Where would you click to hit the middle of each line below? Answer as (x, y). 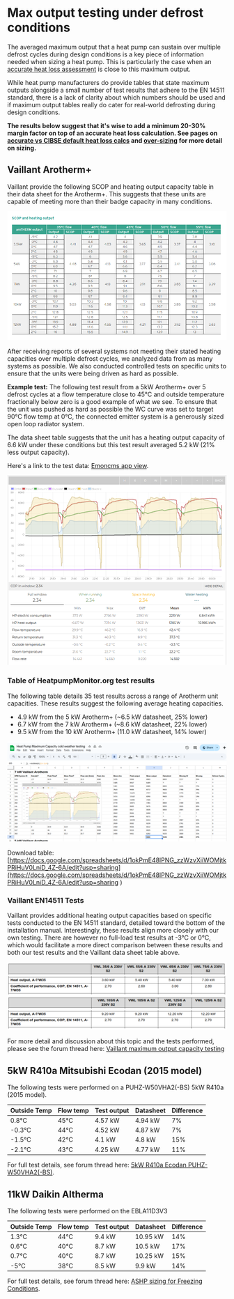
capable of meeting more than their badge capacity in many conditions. (110, 201)
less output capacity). (38, 452)
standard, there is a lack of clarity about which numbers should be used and (117, 97)
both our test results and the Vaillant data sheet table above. (93, 952)
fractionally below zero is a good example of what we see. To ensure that (112, 402)
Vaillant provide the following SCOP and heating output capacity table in (111, 187)
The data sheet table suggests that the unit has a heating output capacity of (116, 437)
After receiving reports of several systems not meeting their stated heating (114, 351)
